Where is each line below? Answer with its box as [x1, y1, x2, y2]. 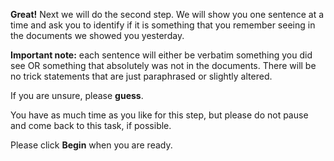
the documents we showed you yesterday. [10, 30, 185, 41]
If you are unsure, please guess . [10, 90, 144, 101]
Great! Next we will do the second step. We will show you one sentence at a [10, 9, 325, 20]
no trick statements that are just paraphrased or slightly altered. [10, 70, 273, 82]
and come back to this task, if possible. [10, 120, 172, 131]
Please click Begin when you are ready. [10, 139, 173, 151]
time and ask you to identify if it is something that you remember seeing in [10, 19, 316, 31]
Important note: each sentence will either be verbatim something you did [10, 49, 313, 61]
